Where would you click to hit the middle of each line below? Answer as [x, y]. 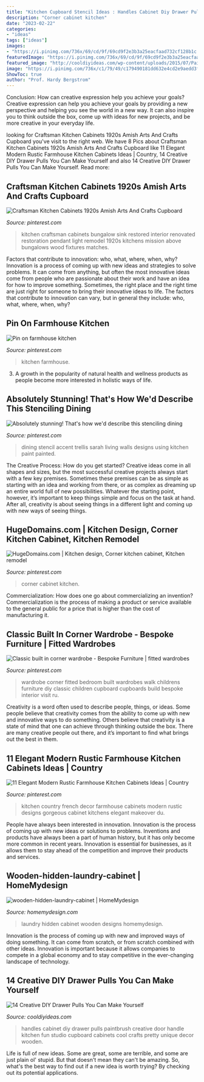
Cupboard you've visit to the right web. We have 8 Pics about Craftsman [97, 141]
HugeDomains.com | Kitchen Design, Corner [92, 530]
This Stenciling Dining [49, 409]
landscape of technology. [38, 961]
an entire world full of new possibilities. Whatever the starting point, [91, 491]
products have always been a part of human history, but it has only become [101, 837]
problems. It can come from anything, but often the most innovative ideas [98, 272]
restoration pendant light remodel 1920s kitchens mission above [101, 241]
